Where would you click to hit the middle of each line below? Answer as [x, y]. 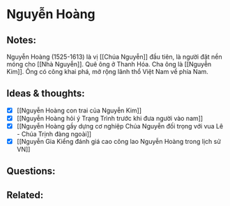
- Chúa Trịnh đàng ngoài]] [54, 134]
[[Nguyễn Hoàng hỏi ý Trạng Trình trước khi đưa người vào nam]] [110, 118]
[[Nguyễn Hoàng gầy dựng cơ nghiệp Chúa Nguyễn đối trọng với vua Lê [120, 126]
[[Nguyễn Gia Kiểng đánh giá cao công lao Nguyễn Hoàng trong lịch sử [118, 141]
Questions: [31, 171]
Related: [25, 195]
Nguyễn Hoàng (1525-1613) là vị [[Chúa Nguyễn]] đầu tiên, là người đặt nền [114, 57]
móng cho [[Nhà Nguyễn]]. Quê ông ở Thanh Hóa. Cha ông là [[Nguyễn [109, 64]
